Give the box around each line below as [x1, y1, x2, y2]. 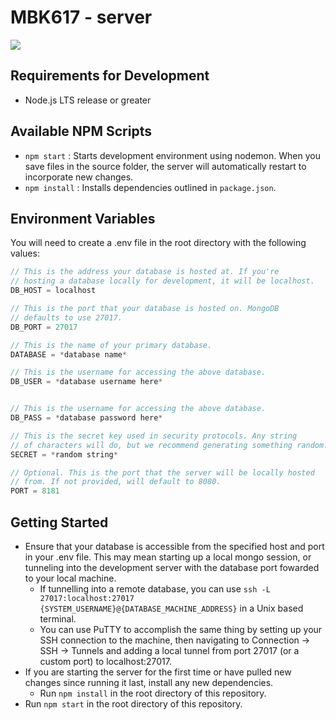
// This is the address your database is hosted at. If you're [10, 267, 280, 277]
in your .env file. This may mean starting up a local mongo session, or [24, 551, 312, 563]
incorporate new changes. [24, 171, 134, 183]
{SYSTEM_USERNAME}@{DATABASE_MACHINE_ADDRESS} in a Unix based [39, 602, 304, 614]
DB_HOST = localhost [10, 286, 97, 296]
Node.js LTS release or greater [24, 94, 152, 106]
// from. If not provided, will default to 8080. [10, 477, 222, 487]
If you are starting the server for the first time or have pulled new [24, 666, 292, 678]
